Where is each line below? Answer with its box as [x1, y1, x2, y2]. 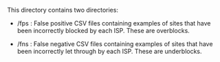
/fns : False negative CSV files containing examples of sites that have [16, 40, 213, 48]
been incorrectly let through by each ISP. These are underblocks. [16, 48, 202, 55]
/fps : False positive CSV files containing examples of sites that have [16, 19, 211, 27]
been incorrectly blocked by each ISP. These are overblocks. [16, 27, 190, 34]
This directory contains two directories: [7, 6, 119, 14]
